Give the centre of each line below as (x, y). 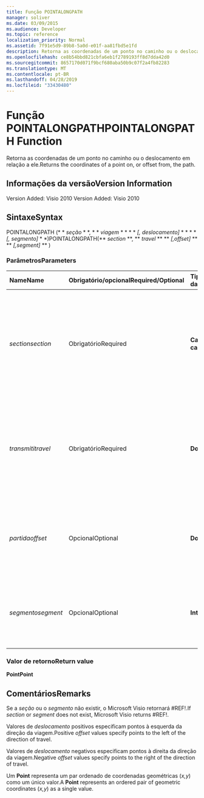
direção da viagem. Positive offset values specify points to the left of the (96, 732)
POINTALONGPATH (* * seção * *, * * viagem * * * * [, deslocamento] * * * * (101, 232)
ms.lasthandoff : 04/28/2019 (42, 80)
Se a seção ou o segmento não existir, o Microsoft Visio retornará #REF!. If (99, 708)
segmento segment (36, 613)
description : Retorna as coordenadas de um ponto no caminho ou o (92, 52)
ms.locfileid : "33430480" (39, 86)
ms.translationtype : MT (36, 68)
